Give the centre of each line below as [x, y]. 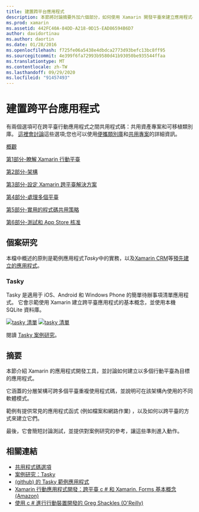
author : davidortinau [33, 34]
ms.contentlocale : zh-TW [37, 67]
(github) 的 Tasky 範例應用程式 [52, 482]
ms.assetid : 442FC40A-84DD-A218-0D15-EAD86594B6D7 [70, 28]
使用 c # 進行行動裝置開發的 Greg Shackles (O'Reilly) [79, 503]
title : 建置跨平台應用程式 [36, 12]
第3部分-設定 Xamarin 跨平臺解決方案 [52, 185]
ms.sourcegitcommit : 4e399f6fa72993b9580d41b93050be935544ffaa [86, 56]
